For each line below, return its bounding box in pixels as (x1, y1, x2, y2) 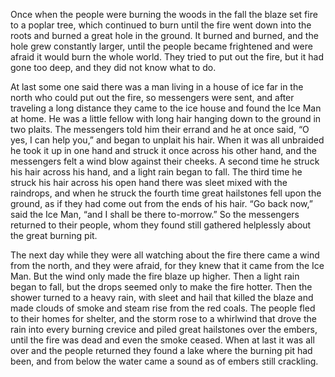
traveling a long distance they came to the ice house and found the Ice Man (10, 102, 322, 114)
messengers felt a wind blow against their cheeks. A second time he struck (10, 155, 320, 167)
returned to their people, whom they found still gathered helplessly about (10, 219, 312, 231)
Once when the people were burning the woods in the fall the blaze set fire (10, 9, 318, 20)
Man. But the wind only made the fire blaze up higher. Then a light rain (10, 270, 300, 282)
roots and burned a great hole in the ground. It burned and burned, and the (10, 30, 319, 41)
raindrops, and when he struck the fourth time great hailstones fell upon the (10, 187, 322, 199)
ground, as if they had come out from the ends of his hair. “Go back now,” (10, 198, 313, 209)
